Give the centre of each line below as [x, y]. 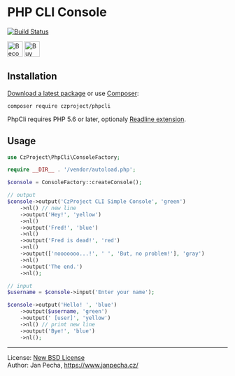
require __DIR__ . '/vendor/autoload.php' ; [72, 170]
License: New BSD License [46, 357]
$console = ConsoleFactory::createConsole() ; [74, 183]
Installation [32, 77]
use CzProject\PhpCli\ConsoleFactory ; [64, 157]
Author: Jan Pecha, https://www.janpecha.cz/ [73, 365]
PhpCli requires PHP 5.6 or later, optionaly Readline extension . [97, 119]
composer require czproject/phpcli [59, 106]
